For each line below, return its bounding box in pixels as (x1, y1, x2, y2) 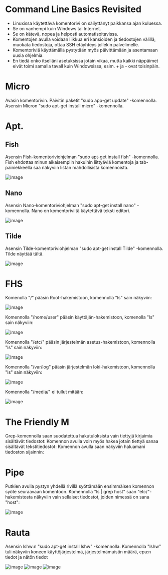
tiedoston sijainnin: (5, 449, 44, 455)
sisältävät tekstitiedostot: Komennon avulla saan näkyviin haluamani (5, 443, 145, 450)
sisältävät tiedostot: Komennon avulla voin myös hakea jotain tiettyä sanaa (5, 438, 159, 444)
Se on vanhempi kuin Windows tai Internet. (12, 25, 101, 31)
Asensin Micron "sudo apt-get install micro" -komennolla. (5, 102, 124, 109)
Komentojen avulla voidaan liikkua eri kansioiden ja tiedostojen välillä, (12, 36, 156, 42)
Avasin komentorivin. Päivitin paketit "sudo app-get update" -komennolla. (5, 97, 157, 103)
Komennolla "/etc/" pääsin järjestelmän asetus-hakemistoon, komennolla (5, 339, 155, 345)
